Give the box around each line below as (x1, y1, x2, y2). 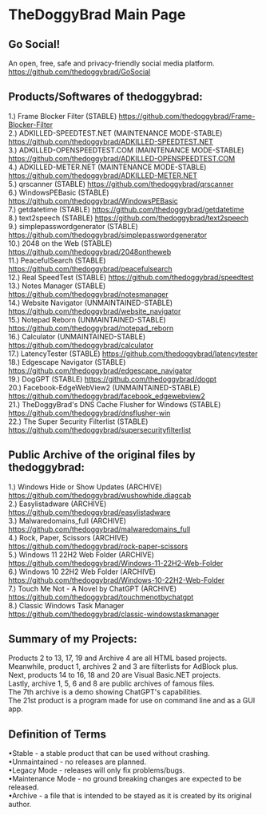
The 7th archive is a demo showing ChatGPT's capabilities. (8, 687, 202, 697)
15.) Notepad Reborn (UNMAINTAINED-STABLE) (8, 315, 166, 324)
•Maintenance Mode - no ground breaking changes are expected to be (8, 774, 242, 784)
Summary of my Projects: (8, 632, 137, 646)
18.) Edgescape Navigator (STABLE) (8, 357, 126, 366)
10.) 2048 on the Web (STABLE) (8, 238, 113, 248)
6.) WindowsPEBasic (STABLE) (8, 188, 109, 197)
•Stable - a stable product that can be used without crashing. (8, 749, 210, 758)
